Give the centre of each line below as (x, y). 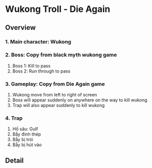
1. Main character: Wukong (38, 42)
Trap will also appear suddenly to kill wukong (59, 105)
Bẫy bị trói (23, 140)
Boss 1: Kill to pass (31, 66)
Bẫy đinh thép (27, 134)
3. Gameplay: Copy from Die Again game (55, 84)
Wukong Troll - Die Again (58, 9)
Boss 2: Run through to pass (41, 71)
